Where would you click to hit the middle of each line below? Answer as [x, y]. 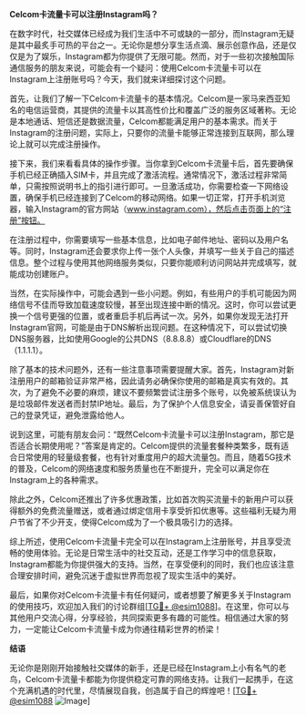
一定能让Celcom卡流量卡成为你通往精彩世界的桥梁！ [123, 629]
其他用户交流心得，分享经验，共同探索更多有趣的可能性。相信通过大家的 [145, 618]
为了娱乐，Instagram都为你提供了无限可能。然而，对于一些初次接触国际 [159, 56]
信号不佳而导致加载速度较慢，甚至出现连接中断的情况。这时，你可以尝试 [153, 305]
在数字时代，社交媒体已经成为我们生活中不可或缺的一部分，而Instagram [144, 34]
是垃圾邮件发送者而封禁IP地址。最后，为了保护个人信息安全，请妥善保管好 [149, 403]
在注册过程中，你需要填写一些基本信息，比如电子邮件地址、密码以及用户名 [149, 240]
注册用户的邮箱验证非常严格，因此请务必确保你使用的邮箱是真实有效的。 [145, 381]
